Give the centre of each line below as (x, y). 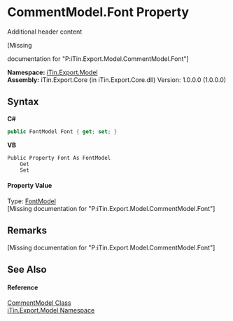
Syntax (23, 102)
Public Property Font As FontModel (59, 158)
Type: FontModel (31, 201)
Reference (23, 287)
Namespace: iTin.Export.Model (52, 72)
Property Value (30, 186)
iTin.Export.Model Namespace (51, 310)
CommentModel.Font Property (98, 12)
